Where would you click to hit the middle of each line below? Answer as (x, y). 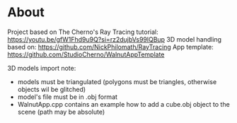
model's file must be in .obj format (68, 97)
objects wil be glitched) (52, 89)
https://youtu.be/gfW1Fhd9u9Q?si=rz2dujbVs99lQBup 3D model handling (114, 39)
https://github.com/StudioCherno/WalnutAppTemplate (86, 54)
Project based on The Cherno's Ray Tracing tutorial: (83, 32)
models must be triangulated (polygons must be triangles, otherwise (117, 81)
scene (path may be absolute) (61, 112)
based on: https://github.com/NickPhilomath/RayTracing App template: (110, 47)
